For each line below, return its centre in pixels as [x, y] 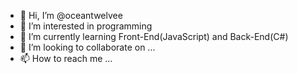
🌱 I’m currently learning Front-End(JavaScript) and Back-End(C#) [154, 36]
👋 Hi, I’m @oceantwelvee [71, 15]
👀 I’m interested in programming [86, 26]
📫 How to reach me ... [66, 58]
